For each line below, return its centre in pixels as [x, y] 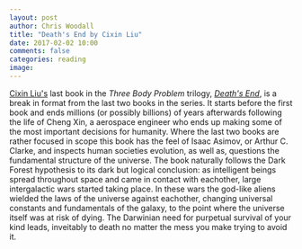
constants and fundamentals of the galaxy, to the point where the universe [147, 208]
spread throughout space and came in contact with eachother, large [135, 179]
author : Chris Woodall [52, 26]
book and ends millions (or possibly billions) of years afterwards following [146, 112]
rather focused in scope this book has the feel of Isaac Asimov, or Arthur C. [149, 141]
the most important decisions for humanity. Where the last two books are [144, 131]
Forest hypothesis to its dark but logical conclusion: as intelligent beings [143, 169]
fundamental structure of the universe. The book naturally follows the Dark [147, 160]
